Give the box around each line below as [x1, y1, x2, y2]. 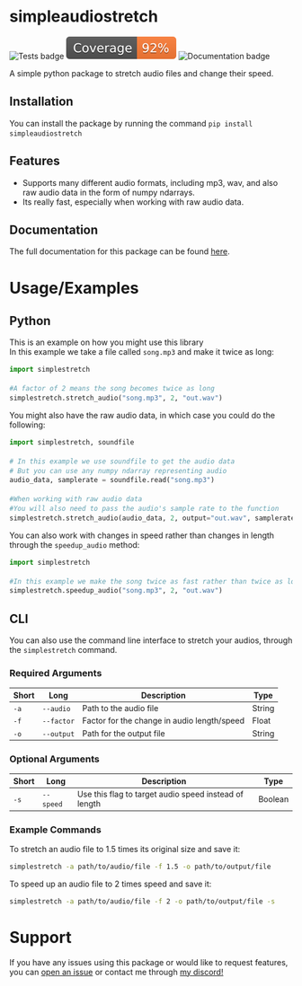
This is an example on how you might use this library [9, 337, 204, 348]
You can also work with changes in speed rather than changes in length [9, 530, 275, 541]
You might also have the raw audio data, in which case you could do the [9, 409, 276, 420]
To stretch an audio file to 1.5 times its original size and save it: [9, 843, 241, 854]
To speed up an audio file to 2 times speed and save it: [9, 878, 212, 889]
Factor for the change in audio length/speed [82, 716, 245, 726]
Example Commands [9, 823, 102, 836]
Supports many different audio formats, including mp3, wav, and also [22, 177, 279, 188]
